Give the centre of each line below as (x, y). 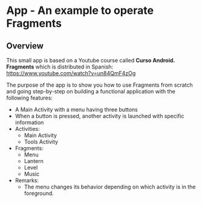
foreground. (39, 193)
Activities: (28, 129)
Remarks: (27, 180)
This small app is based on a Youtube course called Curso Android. (91, 60)
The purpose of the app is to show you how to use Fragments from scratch (99, 85)
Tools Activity (41, 142)
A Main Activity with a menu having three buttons (76, 109)
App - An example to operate (80, 11)
